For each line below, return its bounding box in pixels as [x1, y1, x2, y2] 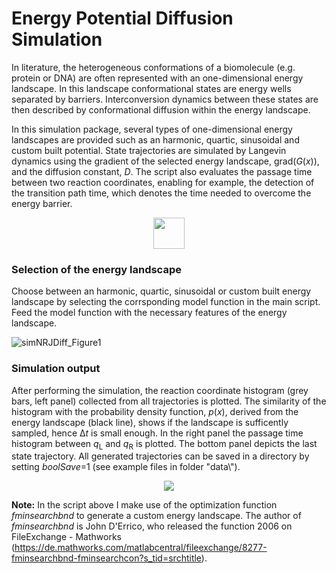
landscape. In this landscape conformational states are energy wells [11, 82, 292, 94]
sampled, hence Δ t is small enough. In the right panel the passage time [11, 427, 304, 439]
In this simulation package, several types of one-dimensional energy [11, 123, 293, 135]
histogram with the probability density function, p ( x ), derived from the [11, 405, 299, 417]
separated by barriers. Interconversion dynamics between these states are [11, 93, 319, 105]
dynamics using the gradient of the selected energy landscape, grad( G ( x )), [11, 155, 320, 167]
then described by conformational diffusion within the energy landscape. [11, 103, 311, 116]
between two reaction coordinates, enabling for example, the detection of [11, 176, 315, 188]
